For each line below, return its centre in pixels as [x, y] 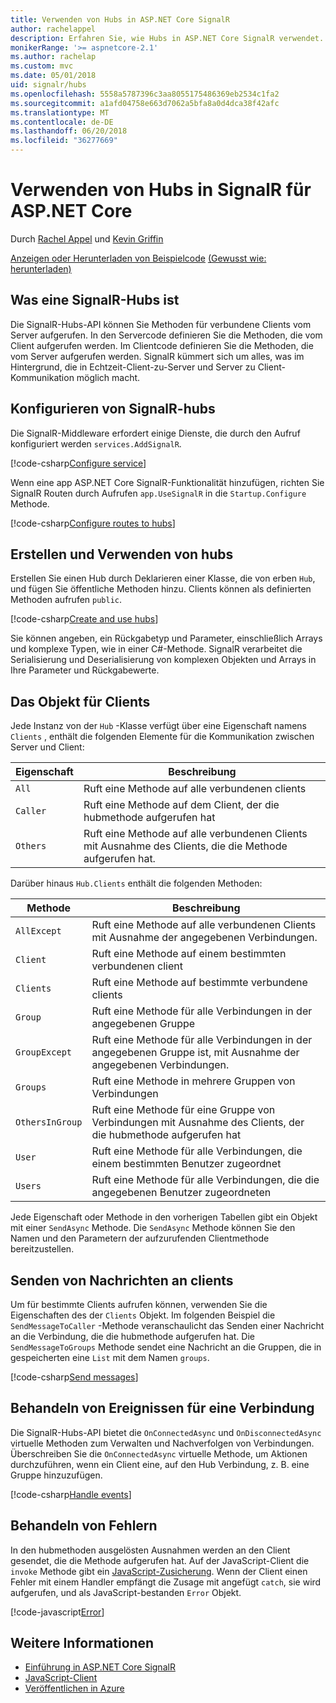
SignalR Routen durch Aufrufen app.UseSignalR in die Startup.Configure [158, 493]
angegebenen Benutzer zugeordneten [181, 1193]
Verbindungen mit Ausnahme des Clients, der [198, 1123]
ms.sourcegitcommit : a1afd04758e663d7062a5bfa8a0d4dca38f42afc [145, 103]
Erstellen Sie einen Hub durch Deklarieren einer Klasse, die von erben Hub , [163, 578]
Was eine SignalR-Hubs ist [95, 300]
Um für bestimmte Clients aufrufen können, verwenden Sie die [139, 1304]
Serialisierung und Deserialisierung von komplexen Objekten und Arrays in [163, 660]
